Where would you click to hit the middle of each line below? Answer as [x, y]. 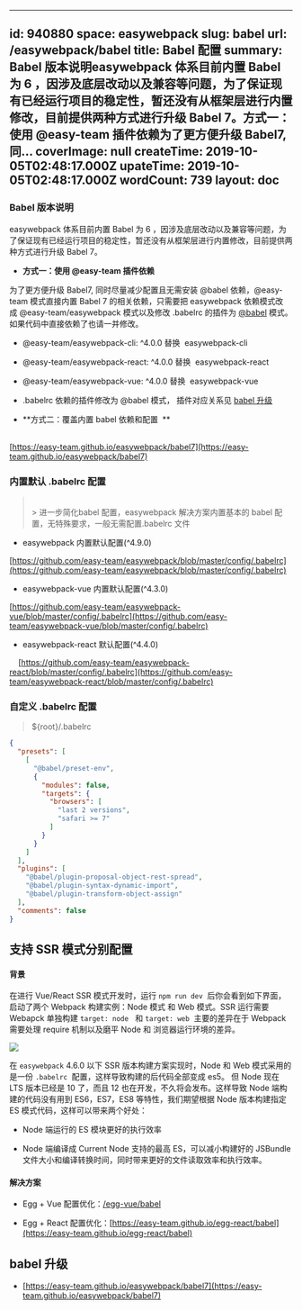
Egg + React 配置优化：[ [67, 1223]
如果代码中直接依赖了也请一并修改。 [76, 323]
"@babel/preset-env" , [74, 768]
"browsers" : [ [75, 802]
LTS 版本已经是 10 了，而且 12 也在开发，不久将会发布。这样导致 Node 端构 [148, 1088]
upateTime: [152, 166]
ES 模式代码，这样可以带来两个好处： [79, 1111]
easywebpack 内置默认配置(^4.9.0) [87, 542]
